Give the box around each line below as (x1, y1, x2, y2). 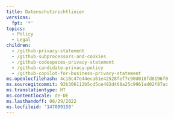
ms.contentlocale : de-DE (6, 93, 69, 99)
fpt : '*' (11, 20, 34, 26)
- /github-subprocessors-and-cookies (11, 53, 107, 59)
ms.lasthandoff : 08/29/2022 (6, 98, 77, 104)
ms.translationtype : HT (6, 87, 66, 93)
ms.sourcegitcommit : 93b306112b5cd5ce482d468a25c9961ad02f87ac (6, 82, 169, 88)
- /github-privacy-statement (11, 48, 85, 54)
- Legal (11, 37, 31, 43)
